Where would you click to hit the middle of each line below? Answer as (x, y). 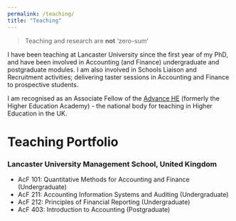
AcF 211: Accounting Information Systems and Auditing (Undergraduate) (123, 194)
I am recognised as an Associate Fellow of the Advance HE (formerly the (114, 98)
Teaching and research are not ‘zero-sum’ (86, 40)
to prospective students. (43, 84)
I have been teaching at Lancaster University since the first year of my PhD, (118, 55)
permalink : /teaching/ (41, 14)
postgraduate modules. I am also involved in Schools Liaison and (102, 69)
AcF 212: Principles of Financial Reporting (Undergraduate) (104, 202)
